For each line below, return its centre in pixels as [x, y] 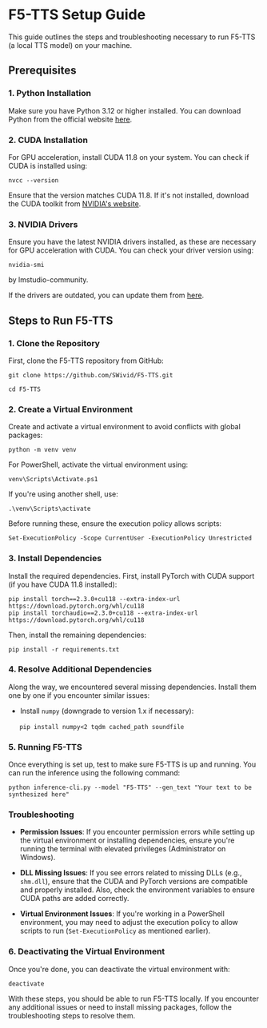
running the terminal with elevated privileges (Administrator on [123, 849]
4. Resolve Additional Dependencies [80, 669]
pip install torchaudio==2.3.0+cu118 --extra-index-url [103, 613]
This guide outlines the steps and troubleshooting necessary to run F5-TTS [132, 37]
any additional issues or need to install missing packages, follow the [120, 1007]
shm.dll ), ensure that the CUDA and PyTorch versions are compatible [133, 882]
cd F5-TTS [25, 389]
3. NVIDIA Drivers [43, 224]
